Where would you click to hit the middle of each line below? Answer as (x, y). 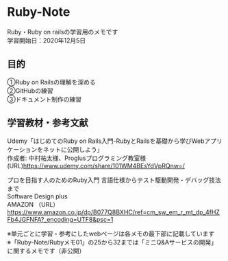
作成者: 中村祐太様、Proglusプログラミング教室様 (76, 158)
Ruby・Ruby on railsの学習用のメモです (63, 32)
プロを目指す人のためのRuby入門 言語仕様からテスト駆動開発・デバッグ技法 (114, 180)
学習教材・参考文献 (48, 123)
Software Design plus (37, 196)
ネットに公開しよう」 (73, 149)
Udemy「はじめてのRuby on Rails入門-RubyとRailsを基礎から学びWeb (106, 141)
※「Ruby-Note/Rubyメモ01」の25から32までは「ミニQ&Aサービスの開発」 (112, 242)
